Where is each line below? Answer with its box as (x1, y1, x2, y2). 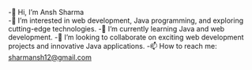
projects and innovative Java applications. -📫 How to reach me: (8, 42, 217, 50)
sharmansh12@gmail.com (8, 53, 92, 62)
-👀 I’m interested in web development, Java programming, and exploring (8, 16, 244, 25)
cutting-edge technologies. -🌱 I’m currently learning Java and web (8, 24, 225, 33)
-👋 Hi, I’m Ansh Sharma (8, 8, 85, 17)
